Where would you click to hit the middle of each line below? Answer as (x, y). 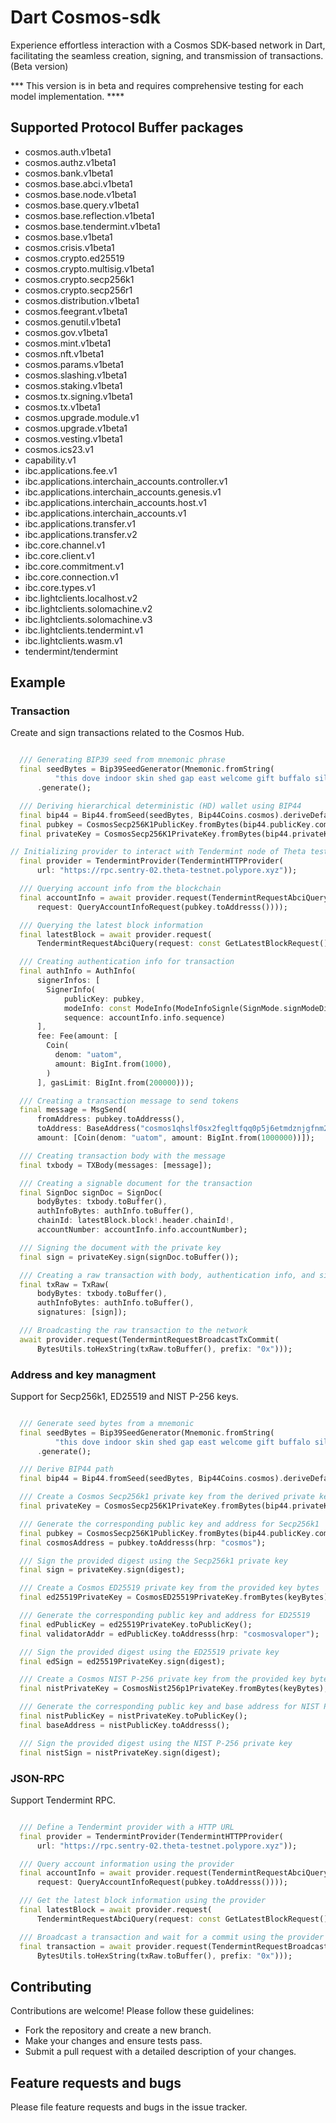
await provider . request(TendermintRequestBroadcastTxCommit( (149, 1339)
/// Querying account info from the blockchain (120, 889)
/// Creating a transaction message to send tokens (129, 1101)
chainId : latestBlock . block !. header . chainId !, (135, 1221)
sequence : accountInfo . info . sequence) (144, 1017)
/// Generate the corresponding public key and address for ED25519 (165, 1616)
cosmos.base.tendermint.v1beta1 (92, 226)
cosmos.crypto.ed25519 (74, 258)
